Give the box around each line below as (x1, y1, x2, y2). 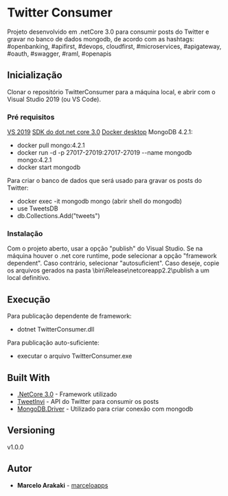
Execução (7, 294, 51, 305)
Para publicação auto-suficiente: (7, 338, 100, 347)
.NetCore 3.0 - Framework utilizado (16, 390, 117, 398)
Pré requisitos (7, 112, 55, 122)
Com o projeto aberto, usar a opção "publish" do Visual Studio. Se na (7, 244, 203, 252)
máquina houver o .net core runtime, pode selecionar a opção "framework (7, 252, 218, 260)
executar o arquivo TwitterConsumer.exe (16, 352, 133, 360)
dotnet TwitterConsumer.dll (16, 325, 95, 334)
